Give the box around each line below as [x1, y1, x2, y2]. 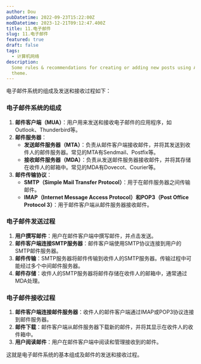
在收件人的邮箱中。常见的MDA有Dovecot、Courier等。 [23, 163, 159, 171]
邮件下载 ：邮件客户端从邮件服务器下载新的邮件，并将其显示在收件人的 [14, 323, 188, 330]
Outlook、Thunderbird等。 [14, 126, 81, 133]
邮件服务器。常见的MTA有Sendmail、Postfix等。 [39, 148, 159, 156]
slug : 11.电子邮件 [6, 31, 49, 37]
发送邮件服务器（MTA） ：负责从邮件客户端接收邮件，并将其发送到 [23, 141, 185, 148]
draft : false [6, 43, 39, 49]
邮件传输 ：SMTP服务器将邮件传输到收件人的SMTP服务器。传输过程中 [14, 254, 187, 261]
